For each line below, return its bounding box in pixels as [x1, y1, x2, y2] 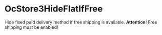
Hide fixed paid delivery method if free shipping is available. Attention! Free [4, 19, 157, 25]
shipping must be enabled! [4, 24, 58, 30]
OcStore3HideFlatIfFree [4, 3, 103, 14]
